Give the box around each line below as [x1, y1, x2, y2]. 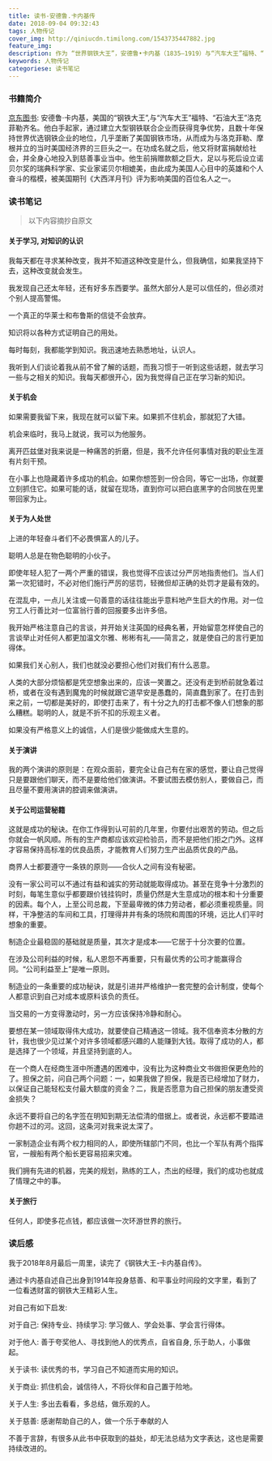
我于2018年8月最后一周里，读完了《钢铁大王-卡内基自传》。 [8, 1257, 206, 1267]
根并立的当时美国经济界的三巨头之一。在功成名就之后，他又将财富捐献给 [8, 144, 249, 153]
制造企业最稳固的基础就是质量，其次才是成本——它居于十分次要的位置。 [8, 937, 249, 947]
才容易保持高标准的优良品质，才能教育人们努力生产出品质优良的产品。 [8, 845, 243, 855]
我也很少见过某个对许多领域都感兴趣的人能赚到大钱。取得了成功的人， [22, 1036, 257, 1046]
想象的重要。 [8, 919, 51, 929]
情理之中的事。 [15, 1176, 66, 1186]
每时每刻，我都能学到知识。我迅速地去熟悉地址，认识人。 [8, 345, 200, 354]
